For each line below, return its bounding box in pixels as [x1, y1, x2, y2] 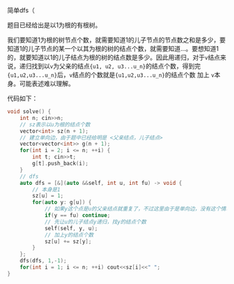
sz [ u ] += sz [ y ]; [44, 238, 92, 245]
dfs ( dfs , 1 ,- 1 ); [19, 257, 68, 264]
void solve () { [7, 108, 52, 115]
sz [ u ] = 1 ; [32, 193, 64, 200]
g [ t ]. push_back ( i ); [32, 160, 89, 167]
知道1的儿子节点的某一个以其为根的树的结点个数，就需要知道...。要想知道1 [7, 45, 219, 52]
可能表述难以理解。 [19, 80, 75, 87]
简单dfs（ [7, 6, 35, 14]
